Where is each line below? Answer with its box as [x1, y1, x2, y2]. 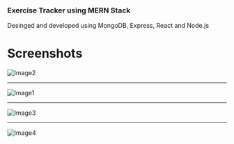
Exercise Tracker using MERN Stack [7, 6, 131, 15]
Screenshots [7, 46, 83, 61]
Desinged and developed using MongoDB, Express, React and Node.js [7, 22, 210, 30]
